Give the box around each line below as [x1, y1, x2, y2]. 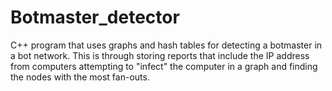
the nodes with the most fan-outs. [10, 71, 150, 83]
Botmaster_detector [10, 6, 180, 29]
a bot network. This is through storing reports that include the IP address [10, 49, 310, 61]
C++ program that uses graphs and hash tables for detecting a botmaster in [10, 39, 323, 51]
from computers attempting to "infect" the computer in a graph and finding [10, 60, 318, 72]
